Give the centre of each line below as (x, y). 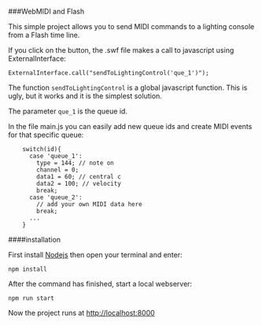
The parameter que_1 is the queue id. (68, 111)
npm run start (31, 298)
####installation (35, 240)
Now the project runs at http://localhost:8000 (81, 313)
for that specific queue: (46, 135)
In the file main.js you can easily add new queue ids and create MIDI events (130, 126)
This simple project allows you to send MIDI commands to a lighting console (131, 26)
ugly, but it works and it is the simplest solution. (85, 96)
